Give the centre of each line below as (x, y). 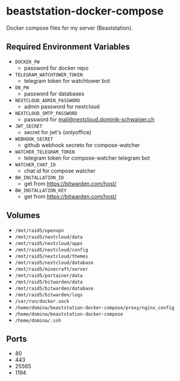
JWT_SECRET (29, 126)
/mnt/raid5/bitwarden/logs (49, 295)
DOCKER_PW (27, 62)
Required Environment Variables (68, 47)
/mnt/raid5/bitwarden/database (54, 288)
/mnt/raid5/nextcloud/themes (51, 256)
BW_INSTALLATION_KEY (41, 190)
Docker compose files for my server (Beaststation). (70, 28)
